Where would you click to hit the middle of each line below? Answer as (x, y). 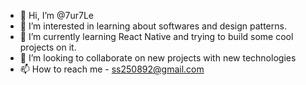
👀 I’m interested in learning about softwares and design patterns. (153, 26)
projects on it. (48, 47)
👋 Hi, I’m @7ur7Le (56, 15)
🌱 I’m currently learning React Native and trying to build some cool (156, 36)
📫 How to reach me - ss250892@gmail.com (112, 69)
